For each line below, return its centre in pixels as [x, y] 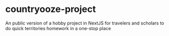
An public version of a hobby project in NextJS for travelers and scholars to [85, 23]
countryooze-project [51, 9]
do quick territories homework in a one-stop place [58, 28]
